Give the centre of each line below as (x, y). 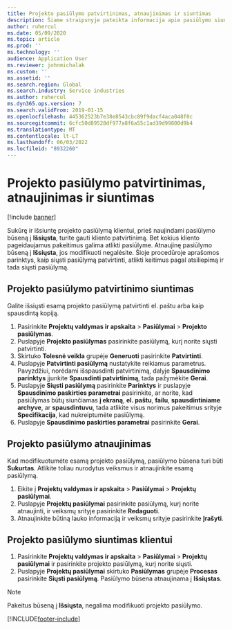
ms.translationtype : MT (41, 130)
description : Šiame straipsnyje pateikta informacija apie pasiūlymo (109, 20)
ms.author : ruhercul (37, 98)
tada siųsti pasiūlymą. (38, 267)
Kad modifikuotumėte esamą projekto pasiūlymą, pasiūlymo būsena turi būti (115, 461)
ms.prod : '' (24, 46)
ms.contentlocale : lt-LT (43, 136)
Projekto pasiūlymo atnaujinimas (79, 444)
